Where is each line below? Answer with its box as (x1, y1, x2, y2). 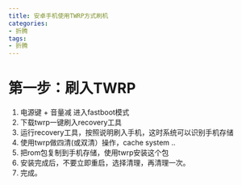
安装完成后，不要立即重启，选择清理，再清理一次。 (19, 158, 190, 168)
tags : (8, 34, 27, 43)
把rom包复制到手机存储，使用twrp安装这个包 (19, 148, 169, 158)
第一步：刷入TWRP (8, 79, 136, 98)
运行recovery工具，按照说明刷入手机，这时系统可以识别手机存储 (19, 128, 234, 137)
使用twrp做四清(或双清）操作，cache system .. (19, 138, 176, 148)
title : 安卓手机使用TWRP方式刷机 (8, 11, 109, 20)
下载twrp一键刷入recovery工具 (19, 118, 123, 128)
